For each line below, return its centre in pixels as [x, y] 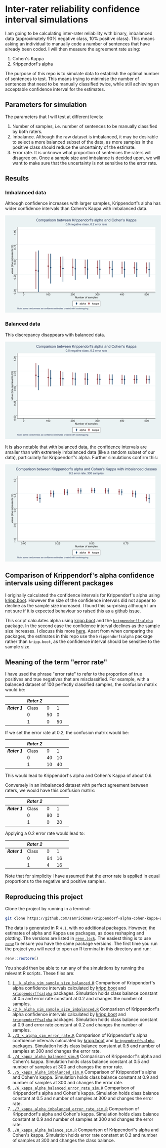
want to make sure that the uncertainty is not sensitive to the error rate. [85, 163]
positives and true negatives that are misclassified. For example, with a [77, 679]
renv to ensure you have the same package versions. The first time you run [82, 944]
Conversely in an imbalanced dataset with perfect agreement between [77, 785]
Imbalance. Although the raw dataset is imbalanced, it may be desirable [85, 136]
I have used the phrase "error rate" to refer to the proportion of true [74, 674]
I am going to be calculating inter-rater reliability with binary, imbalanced [79, 33]
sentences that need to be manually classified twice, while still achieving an [82, 84]
